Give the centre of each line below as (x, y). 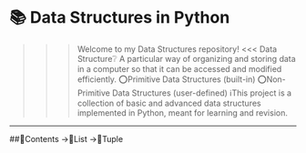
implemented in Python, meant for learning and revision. (183, 112)
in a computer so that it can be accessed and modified (179, 68)
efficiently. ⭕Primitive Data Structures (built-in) (166, 79)
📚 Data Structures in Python (120, 18)
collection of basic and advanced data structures (169, 103)
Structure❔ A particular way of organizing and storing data (186, 58)
